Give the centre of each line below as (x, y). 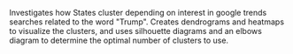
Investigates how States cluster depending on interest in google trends (138, 13)
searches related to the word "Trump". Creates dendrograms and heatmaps (147, 22)
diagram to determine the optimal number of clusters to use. (119, 40)
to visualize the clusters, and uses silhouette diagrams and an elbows (136, 31)
